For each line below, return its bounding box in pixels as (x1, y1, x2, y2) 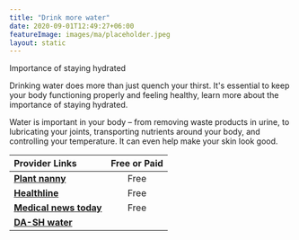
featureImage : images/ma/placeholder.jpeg (9, 30, 171, 39)
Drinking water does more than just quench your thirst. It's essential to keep (9, 80, 290, 91)
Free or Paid (110, 157, 163, 170)
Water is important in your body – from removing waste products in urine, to (9, 117, 290, 128)
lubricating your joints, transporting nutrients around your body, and (9, 127, 260, 138)
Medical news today (13, 201, 102, 214)
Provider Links (13, 157, 77, 170)
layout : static (9, 38, 66, 48)
